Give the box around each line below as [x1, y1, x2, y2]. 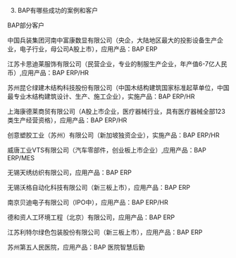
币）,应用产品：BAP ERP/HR [7, 69, 89, 77]
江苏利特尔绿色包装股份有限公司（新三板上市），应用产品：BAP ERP [7, 228, 203, 236]
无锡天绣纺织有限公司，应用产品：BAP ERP [7, 168, 132, 176]
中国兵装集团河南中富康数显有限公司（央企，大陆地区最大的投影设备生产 [7, 36, 217, 44]
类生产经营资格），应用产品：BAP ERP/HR [7, 116, 128, 124]
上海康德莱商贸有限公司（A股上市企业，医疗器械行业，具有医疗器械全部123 [7, 108, 225, 115]
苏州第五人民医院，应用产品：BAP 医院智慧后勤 [7, 243, 145, 251]
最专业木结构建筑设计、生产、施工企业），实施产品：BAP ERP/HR [7, 92, 195, 101]
